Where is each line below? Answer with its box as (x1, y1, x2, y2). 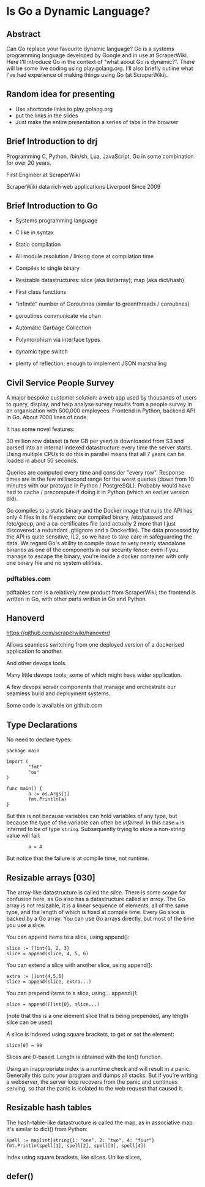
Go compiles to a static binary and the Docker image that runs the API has (6, 507, 193, 515)
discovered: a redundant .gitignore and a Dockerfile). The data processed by (6, 527, 199, 534)
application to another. (6, 647, 63, 655)
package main (6, 748, 40, 754)
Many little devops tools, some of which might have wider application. (6, 671, 182, 679)
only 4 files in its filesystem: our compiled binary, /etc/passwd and (6, 513, 174, 521)
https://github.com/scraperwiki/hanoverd (6, 629, 110, 637)
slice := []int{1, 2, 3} (6, 945, 70, 951)
